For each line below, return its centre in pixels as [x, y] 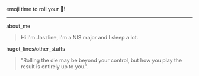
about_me [18, 26]
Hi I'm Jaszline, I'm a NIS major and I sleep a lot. [79, 37]
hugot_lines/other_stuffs [36, 49]
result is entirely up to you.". [54, 67]
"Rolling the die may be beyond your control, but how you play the [101, 60]
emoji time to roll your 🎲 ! [36, 9]
